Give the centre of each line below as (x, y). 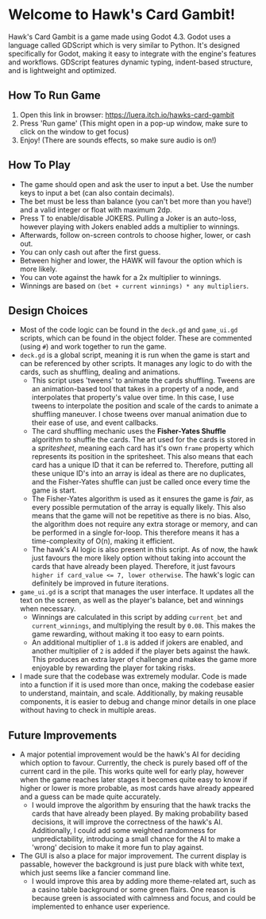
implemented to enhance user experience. (101, 907)
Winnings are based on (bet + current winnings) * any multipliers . (134, 286)
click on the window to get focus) (74, 131)
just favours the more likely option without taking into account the (139, 558)
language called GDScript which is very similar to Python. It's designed (124, 45)
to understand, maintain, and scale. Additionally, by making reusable (131, 693)
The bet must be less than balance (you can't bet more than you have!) (136, 201)
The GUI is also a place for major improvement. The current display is (133, 856)
